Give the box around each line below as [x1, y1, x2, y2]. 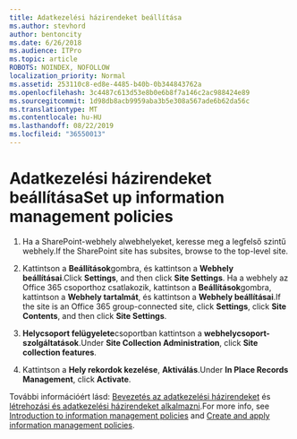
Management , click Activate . [21, 374, 132, 384]
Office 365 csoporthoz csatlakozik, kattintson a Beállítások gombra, [21, 281, 272, 292]
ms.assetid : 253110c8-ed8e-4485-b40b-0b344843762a [9, 80, 202, 89]
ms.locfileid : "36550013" [9, 130, 106, 139]
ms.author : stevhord [9, 22, 87, 30]
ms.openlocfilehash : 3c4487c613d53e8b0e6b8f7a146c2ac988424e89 [9, 88, 250, 97]
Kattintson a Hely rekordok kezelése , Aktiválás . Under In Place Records [21, 364, 289, 374]
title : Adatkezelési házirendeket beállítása [9, 13, 182, 22]
